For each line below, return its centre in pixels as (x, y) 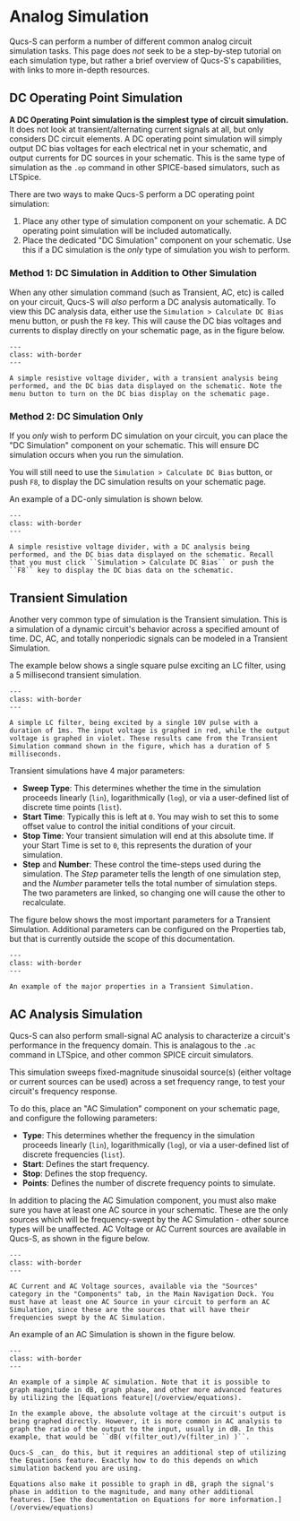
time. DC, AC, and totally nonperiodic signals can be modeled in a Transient (149, 639)
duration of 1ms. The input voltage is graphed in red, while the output (150, 731)
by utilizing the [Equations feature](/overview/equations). (126, 1397)
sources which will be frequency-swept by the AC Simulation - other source (149, 1219)
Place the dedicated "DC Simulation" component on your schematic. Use (157, 240)
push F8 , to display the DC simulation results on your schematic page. (138, 482)
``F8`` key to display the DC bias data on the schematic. (122, 571)
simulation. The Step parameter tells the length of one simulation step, (152, 874)
